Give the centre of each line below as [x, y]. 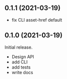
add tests [21, 67]
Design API [23, 56]
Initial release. [19, 47]
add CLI [20, 62]
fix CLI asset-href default [37, 20]
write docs [22, 72]
